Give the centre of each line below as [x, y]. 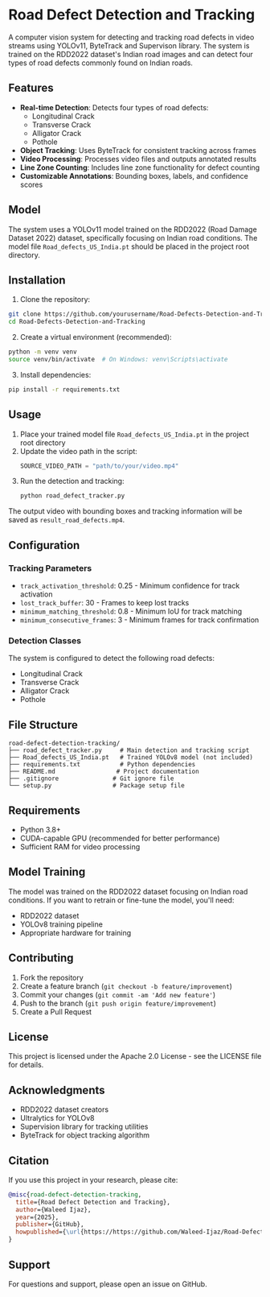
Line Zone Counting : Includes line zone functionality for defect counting [140, 167]
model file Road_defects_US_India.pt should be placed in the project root [129, 246]
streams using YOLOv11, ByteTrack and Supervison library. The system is [129, 45]
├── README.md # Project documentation [104, 772]
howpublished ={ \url [48, 1232]
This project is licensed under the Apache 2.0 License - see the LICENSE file [135, 1056]
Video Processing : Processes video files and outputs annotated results [138, 159]
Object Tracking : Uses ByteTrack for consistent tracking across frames [138, 150]
